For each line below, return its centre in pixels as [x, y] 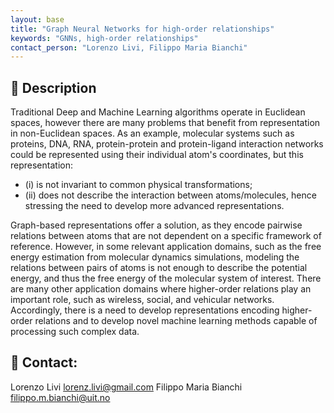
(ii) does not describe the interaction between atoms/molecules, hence [170, 195]
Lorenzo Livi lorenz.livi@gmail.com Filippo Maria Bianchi [126, 387]
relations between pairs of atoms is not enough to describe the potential [159, 268]
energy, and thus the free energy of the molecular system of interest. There [166, 278]
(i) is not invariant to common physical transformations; [138, 185]
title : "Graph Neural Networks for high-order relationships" [142, 29]
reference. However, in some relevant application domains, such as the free [166, 247]
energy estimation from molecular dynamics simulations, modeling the [155, 257]
